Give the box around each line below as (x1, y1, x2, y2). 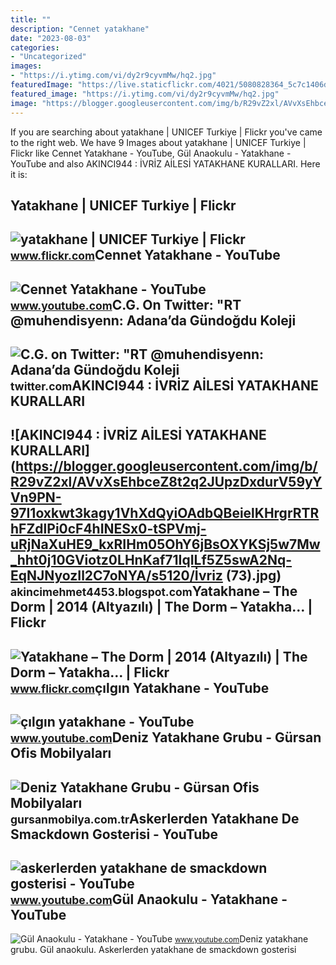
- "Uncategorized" (10, 52, 87, 62)
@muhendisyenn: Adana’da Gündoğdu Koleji (10, 312, 297, 329)
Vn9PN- (10, 489, 62, 506)
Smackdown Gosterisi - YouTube (10, 826, 219, 843)
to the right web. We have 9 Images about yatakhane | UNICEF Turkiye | (10, 136, 307, 148)
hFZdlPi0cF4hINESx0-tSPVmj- (10, 521, 207, 538)
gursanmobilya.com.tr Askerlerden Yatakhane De (10, 810, 300, 827)
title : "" (10, 14, 52, 25)
